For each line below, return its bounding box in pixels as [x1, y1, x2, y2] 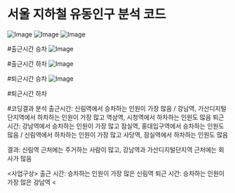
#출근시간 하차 [7, 59, 48, 67]
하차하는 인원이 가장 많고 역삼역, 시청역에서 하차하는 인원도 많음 [37, 113, 212, 121]
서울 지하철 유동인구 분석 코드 [7, 6, 166, 22]
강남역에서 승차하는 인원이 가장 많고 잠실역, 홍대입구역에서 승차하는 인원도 [22, 121, 224, 130]
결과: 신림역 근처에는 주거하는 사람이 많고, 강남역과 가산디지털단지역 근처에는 [7, 145, 217, 154]
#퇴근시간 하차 [7, 89, 48, 98]
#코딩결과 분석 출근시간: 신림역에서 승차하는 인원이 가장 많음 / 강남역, [7, 104, 196, 112]
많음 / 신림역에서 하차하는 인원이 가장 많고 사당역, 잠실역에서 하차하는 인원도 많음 [7, 131, 229, 139]
